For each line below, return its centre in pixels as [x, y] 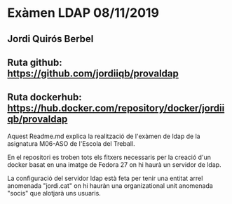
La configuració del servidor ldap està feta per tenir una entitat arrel [105, 178]
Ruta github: [35, 62]
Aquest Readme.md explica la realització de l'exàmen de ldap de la [104, 136]
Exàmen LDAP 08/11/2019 [83, 13]
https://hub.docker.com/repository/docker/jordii [116, 108]
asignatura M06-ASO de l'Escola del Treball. [71, 143]
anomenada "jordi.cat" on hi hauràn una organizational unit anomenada [110, 185]
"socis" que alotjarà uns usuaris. [54, 193]
